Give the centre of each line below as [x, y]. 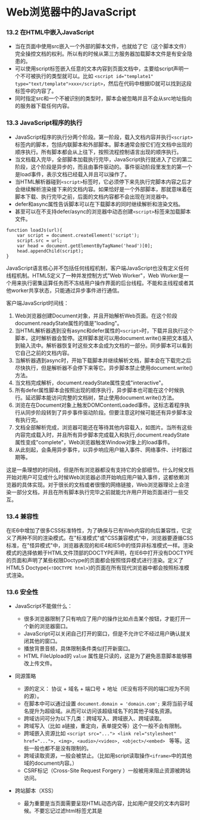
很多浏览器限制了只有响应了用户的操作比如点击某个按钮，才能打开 [104, 619]
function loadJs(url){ [34, 230]
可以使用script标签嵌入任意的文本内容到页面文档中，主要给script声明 [99, 68]
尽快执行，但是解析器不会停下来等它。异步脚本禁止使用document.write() [104, 367]
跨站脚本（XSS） [36, 791]
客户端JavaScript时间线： [38, 303]
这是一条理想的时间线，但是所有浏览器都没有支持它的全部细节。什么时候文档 [100, 470]
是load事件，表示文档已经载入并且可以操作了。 [72, 174]
